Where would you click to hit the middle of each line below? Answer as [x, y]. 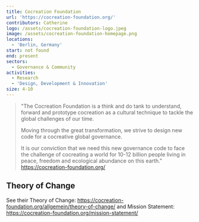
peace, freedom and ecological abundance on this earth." [91, 161]
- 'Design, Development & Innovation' [60, 84]
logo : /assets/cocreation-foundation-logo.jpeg [66, 28]
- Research [25, 78]
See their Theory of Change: [41, 200]
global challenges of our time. [57, 118]
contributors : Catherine [37, 23]
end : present [22, 56]
